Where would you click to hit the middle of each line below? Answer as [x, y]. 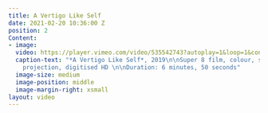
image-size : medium [48, 75]
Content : [23, 38]
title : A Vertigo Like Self [55, 16]
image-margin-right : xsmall [62, 90]
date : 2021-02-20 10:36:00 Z [57, 23]
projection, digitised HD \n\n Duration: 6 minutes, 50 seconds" [132, 68]
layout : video [32, 97]
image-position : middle [55, 82]
